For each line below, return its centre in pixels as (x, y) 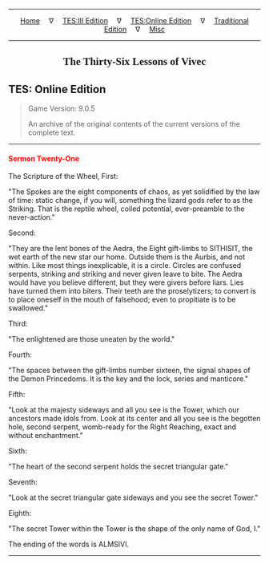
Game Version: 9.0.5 (61, 108)
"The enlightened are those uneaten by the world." (92, 339)
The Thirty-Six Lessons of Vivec (134, 62)
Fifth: (17, 395)
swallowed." (28, 308)
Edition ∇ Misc (134, 29)
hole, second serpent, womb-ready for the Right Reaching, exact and (122, 427)
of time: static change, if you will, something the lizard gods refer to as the (131, 201)
